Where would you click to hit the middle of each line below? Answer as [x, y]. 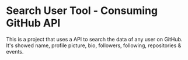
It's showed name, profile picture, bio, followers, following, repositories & [94, 45]
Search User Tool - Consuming [82, 11]
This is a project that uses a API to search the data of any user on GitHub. [94, 39]
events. [15, 51]
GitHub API [33, 23]
